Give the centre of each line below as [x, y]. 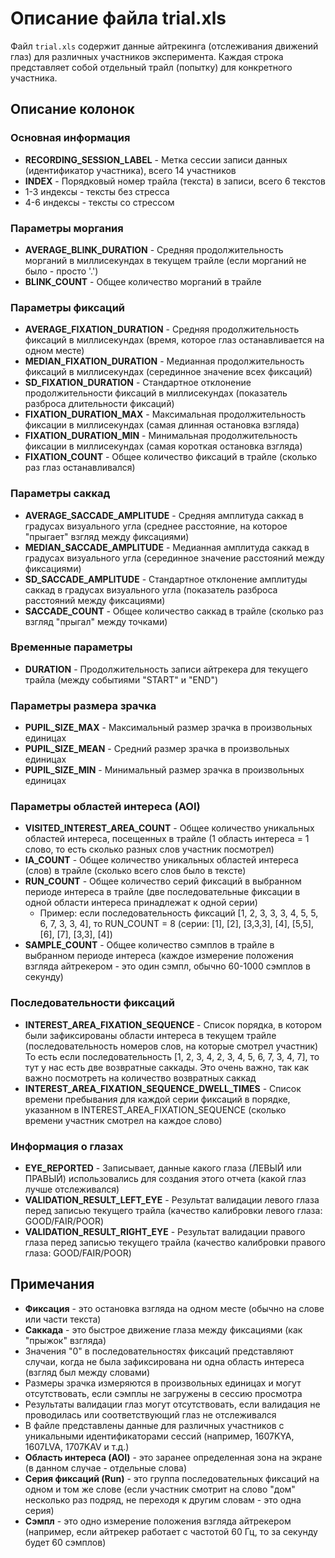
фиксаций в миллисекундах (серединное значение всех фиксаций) [168, 372]
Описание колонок [72, 109]
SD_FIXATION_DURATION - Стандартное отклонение [138, 383]
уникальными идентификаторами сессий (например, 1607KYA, [159, 1436]
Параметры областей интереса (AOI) [105, 807]
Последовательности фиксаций [92, 1003]
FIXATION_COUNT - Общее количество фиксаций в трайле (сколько [171, 457]
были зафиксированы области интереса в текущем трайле [150, 1035]
